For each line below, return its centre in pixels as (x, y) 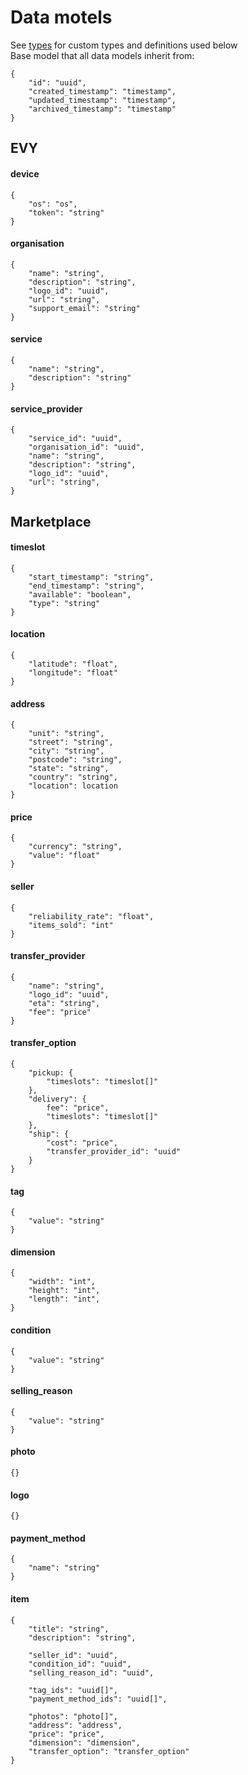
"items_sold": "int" (71, 925)
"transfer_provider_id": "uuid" (114, 1151)
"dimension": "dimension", (84, 1742)
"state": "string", (69, 769)
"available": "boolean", (80, 594)
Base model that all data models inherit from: (102, 55)
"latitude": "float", (73, 664)
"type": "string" (64, 603)
